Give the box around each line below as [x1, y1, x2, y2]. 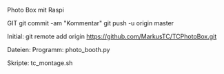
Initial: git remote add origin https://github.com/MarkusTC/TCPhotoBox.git [7, 32, 217, 40]
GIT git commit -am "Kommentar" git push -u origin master [7, 19, 174, 27]
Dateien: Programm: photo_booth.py [7, 46, 110, 53]
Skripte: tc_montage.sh [7, 59, 73, 67]
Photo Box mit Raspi [7, 6, 64, 14]
